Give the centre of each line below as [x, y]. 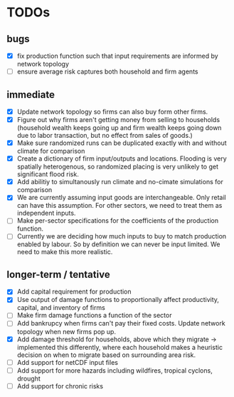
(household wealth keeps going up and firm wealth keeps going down [119, 128]
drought [28, 378]
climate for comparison [51, 151]
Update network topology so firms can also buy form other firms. [112, 111]
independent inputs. [46, 213]
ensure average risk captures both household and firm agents [107, 71]
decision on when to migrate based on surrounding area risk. [106, 355]
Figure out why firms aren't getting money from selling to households [118, 120]
